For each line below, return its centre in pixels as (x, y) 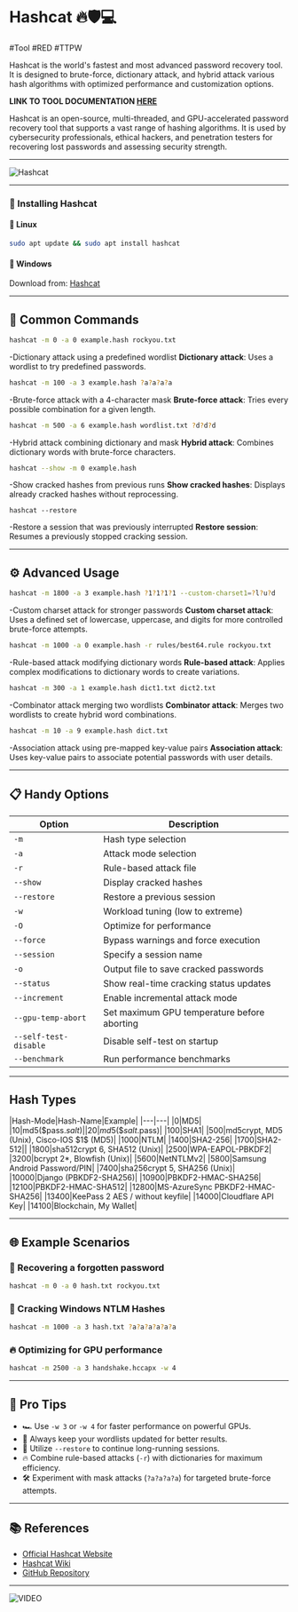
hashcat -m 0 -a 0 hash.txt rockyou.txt (85, 1286)
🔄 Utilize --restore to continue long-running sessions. (121, 1449)
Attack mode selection (150, 854)
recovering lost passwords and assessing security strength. (118, 147)
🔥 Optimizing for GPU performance (86, 1350)
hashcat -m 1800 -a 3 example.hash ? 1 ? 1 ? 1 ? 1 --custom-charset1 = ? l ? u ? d (142, 593)
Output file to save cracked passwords (184, 969)
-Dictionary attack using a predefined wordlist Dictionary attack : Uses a (141, 357)
